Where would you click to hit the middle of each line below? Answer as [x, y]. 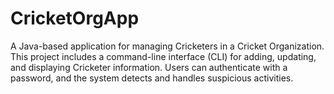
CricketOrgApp [75, 18]
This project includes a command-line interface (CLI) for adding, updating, [163, 56]
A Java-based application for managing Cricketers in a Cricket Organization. [167, 46]
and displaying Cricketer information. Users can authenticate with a [149, 67]
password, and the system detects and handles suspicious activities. [152, 78]
